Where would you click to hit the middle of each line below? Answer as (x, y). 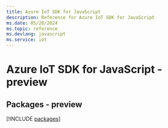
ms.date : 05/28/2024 (32, 23)
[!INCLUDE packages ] (33, 119)
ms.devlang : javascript (36, 34)
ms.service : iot (26, 40)
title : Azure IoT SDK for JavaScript (54, 12)
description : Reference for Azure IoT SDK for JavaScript (80, 17)
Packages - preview (44, 104)
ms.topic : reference (32, 29)
